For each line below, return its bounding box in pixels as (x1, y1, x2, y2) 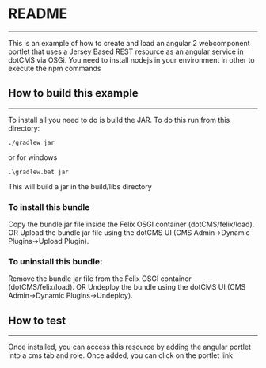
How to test (8, 313, 66, 327)
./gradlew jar (8, 138, 55, 146)
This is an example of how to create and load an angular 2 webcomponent (8, 38, 251, 47)
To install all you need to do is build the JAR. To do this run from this (8, 115, 230, 124)
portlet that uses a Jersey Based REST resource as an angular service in (8, 47, 244, 56)
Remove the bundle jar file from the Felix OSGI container (8, 274, 192, 283)
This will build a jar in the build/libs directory (8, 181, 152, 191)
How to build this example (8, 86, 139, 100)
